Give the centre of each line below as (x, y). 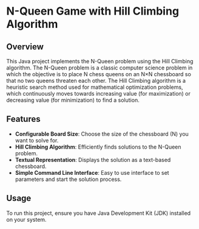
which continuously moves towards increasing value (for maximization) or (99, 93)
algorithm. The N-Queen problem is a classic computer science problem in (99, 68)
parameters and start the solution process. (68, 179)
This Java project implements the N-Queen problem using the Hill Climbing (100, 61)
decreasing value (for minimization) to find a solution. (73, 100)
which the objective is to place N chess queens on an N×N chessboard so (99, 74)
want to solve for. (37, 140)
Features (23, 119)
